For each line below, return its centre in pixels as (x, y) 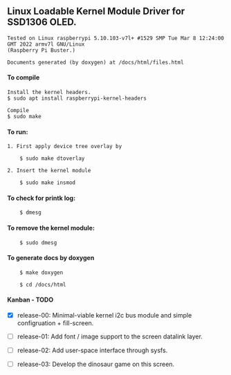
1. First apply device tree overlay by (65, 147)
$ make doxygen (41, 273)
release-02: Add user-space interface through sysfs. (92, 350)
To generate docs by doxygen (51, 258)
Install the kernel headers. (49, 93)
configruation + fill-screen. (55, 323)
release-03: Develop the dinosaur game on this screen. (96, 364)
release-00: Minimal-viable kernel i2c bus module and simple (104, 315)
